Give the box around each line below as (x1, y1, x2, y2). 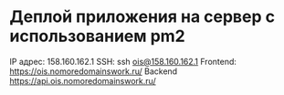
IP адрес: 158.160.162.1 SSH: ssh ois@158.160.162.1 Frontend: (9, 56, 237, 67)
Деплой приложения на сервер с (9, 6, 276, 27)
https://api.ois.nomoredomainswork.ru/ (9, 75, 157, 86)
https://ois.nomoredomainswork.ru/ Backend (9, 66, 178, 77)
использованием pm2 (9, 26, 185, 47)
